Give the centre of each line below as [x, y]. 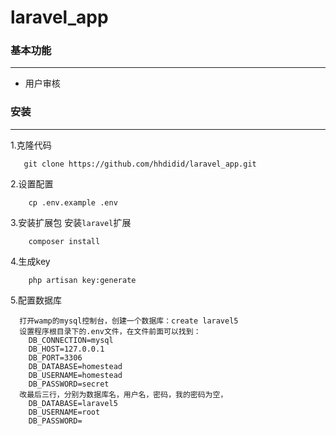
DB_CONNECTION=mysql [71, 340]
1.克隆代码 [31, 145]
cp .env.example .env [73, 202]
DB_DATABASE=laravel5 [73, 403]
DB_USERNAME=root [64, 412]
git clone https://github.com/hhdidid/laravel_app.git [140, 164]
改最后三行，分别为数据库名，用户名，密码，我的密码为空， [123, 394]
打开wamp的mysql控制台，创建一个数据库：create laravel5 [129, 321]
